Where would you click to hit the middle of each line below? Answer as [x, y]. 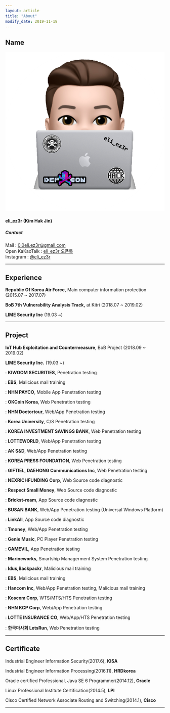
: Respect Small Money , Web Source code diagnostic [61, 490]
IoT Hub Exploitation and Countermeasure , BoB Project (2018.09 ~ [75, 347]
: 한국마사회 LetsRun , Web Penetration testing [52, 628]
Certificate [23, 649]
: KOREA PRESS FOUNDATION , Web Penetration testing [63, 461]
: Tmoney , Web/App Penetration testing [47, 529]
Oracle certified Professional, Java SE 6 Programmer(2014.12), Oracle [78, 681]
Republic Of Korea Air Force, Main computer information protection [76, 289]
